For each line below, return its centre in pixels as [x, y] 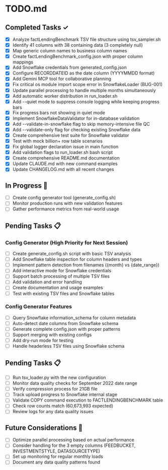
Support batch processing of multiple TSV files [61, 276]
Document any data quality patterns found [56, 462]
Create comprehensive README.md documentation [66, 158]
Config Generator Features [38, 306]
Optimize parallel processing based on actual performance [73, 440]
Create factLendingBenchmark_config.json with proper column [78, 56]
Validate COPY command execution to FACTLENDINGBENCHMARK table [88, 400]
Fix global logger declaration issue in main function [65, 147]
